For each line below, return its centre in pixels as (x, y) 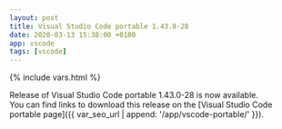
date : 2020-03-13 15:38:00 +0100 (73, 35)
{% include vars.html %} (55, 77)
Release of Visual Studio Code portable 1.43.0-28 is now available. (134, 95)
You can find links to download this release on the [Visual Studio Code (141, 104)
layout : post (34, 18)
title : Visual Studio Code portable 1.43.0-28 (99, 26)
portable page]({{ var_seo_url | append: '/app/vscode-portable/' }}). (137, 114)
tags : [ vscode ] (38, 52)
